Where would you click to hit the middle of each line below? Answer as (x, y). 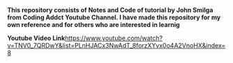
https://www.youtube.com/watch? (114, 38)
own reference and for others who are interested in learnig (93, 25)
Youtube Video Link (36, 38)
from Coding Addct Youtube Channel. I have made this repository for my (114, 17)
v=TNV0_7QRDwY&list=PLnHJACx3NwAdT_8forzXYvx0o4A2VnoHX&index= (116, 45)
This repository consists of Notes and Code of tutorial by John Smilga (110, 10)
